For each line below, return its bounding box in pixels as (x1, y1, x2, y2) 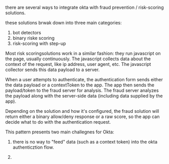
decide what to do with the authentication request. (5, 119, 111, 125)
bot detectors (12, 30, 42, 35)
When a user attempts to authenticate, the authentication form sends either (5, 77, 163, 82)
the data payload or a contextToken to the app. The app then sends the (5, 82, 154, 88)
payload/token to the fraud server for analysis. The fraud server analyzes (5, 87, 159, 93)
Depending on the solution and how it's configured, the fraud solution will (5, 108, 159, 114)
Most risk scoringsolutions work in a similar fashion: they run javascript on (5, 51, 161, 56)
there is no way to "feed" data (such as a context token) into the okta (12, 139, 158, 145)
